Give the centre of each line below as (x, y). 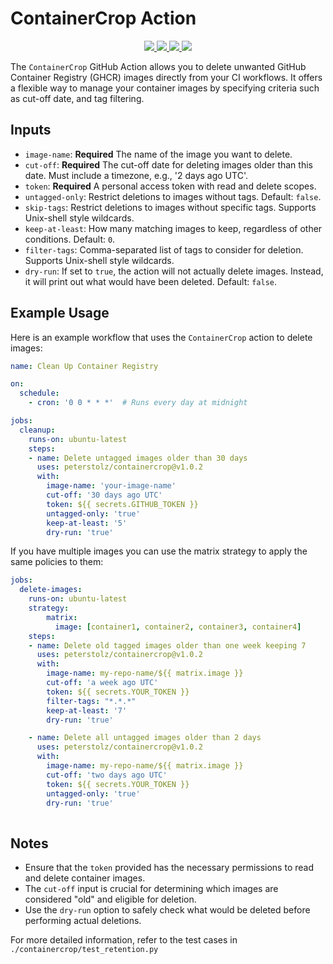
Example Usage (60, 313)
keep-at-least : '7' (87, 710)
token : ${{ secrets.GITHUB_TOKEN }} (122, 504)
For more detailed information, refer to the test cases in (124, 940)
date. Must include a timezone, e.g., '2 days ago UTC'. (136, 175)
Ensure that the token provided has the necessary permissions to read (169, 868)
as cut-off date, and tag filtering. (77, 98)
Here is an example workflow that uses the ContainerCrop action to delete (161, 337)
